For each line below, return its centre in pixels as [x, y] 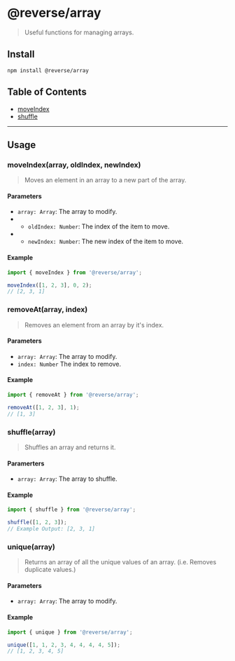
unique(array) [31, 547]
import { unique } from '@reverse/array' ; [70, 632]
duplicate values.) [50, 570]
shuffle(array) [31, 432]
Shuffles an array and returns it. [70, 447]
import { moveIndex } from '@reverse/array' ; [74, 272]
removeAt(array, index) [48, 310]
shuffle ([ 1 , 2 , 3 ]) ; [37, 523]
